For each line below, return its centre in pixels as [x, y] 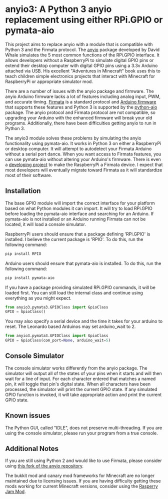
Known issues [28, 416]
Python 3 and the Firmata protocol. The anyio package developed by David [82, 49]
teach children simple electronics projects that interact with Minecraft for [80, 76]
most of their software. [29, 175]
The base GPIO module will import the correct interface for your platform [80, 203]
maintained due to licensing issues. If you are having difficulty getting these [83, 481]
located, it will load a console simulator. [46, 224]
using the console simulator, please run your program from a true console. [82, 433]
